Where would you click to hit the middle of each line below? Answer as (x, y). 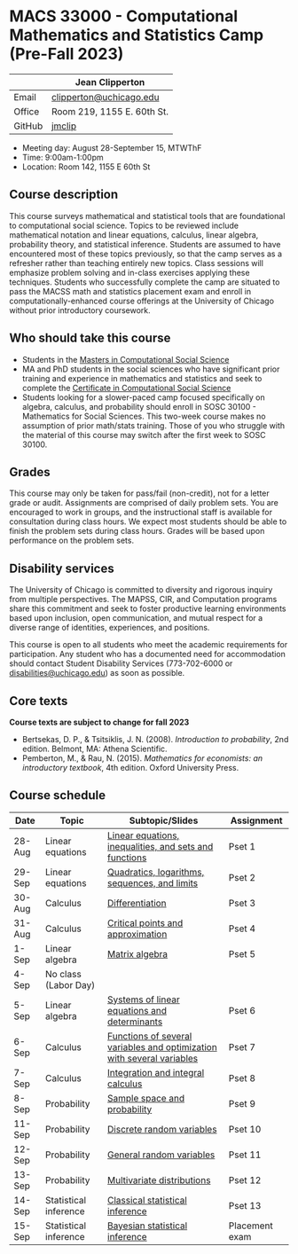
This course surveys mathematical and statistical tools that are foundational (147, 216)
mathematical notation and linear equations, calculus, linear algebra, (134, 235)
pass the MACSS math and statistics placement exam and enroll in (130, 291)
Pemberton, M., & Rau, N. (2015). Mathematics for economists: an (142, 758)
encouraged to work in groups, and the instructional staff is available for (141, 513)
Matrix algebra (138, 953)
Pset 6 (242, 1010)
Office (27, 111)
